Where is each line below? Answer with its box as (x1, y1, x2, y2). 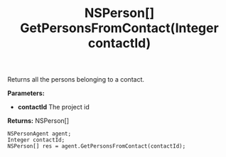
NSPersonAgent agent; (7, 130, 72, 138)
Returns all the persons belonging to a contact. (7, 75, 144, 84)
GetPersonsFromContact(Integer (20, 20, 219, 36)
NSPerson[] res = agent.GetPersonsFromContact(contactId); (7, 143, 186, 150)
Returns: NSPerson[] (7, 117, 70, 125)
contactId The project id (17, 103, 90, 112)
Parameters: (7, 89, 45, 97)
